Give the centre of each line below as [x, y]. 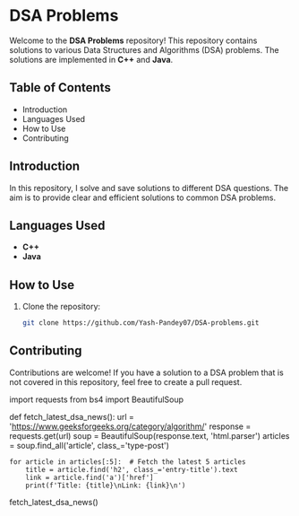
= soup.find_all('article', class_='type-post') [90, 445]
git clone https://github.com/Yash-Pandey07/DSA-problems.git [141, 323]
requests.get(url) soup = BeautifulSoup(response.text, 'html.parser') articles [149, 435]
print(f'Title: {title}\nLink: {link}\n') [106, 485]
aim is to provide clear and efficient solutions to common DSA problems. [142, 197]
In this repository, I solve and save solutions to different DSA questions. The [149, 188]
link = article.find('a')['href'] [90, 477]
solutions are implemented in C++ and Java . [91, 59]
